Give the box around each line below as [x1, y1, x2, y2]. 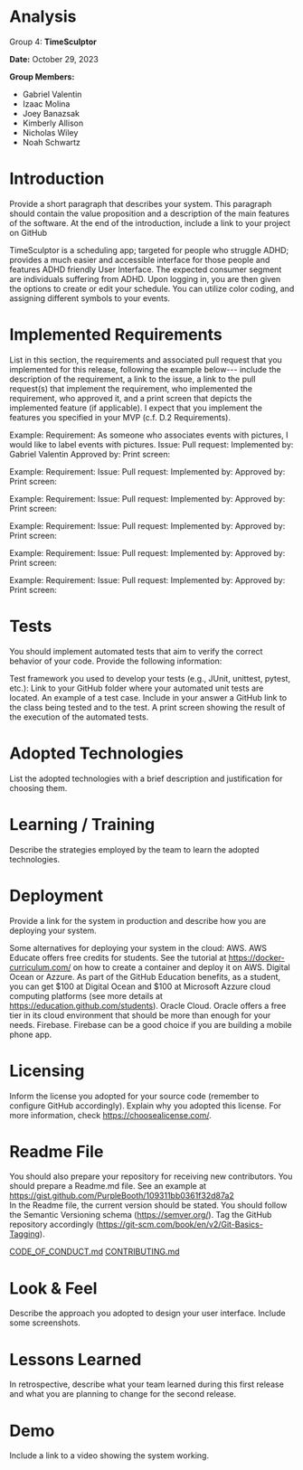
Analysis [9, 6, 77, 27]
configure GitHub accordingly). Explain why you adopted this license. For [9, 1100, 282, 1111]
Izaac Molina [22, 98, 71, 109]
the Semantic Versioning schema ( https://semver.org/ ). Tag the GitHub [9, 1210, 272, 1220]
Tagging [9, 1229, 41, 1239]
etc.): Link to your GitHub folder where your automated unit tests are [9, 683, 264, 693]
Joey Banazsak [22, 108, 80, 118]
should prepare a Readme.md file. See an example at [9, 1181, 206, 1192]
